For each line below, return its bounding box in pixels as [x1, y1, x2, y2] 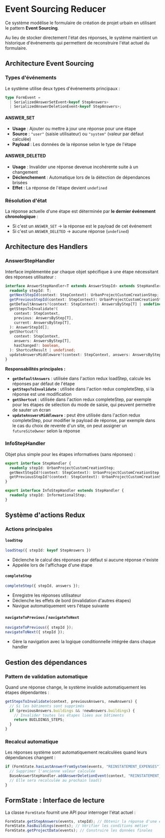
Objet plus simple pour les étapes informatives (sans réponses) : [5, 451, 136, 457]
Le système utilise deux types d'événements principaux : [5, 85, 120, 91]
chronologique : [5, 213, 38, 219]
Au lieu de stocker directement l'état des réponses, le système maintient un [5, 35, 158, 40]
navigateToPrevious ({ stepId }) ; [5, 625, 74, 630]
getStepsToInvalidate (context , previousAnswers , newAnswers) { [5, 699, 137, 704]
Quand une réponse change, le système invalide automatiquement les [5, 684, 146, 690]
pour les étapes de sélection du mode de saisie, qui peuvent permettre [12, 401, 156, 408]
